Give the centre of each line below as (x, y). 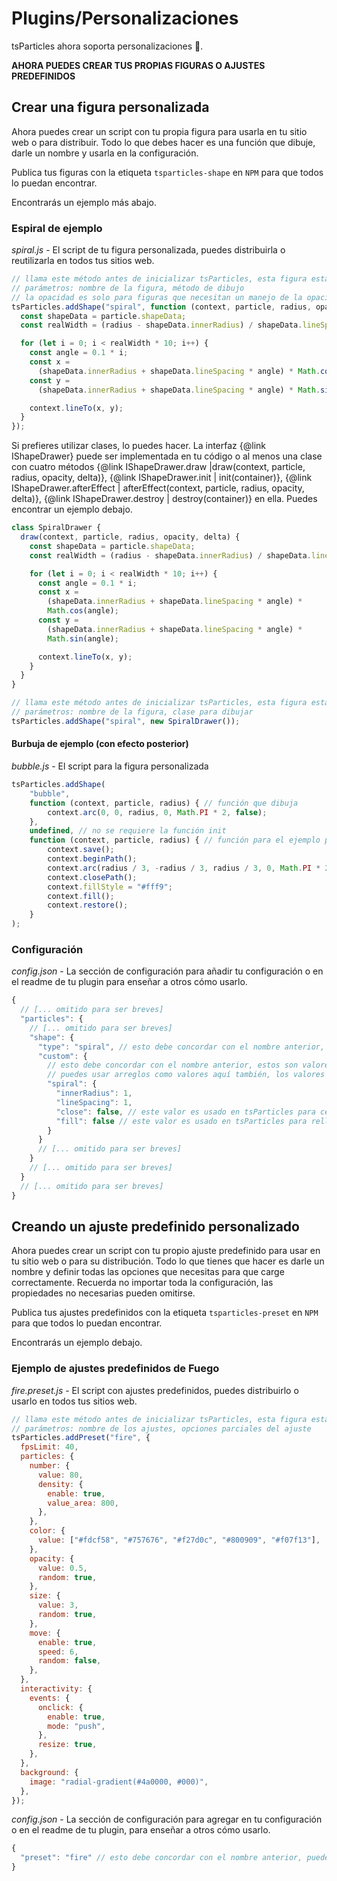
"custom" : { (62, 1056)
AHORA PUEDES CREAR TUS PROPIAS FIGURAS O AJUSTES (138, 65)
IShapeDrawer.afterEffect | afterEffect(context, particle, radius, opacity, (158, 488)
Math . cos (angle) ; (83, 611)
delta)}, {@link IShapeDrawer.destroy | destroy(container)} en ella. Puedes (164, 499)
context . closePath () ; (92, 877)
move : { (45, 1633)
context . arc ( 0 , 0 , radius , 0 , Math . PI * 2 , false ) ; (157, 812)
